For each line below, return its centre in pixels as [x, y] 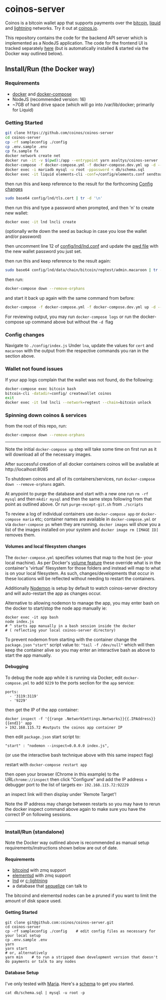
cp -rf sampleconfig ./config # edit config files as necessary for [80, 931]
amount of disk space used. [33, 901]
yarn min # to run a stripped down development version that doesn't [82, 957]
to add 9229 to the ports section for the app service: [83, 683]
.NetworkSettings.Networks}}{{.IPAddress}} [110, 719]
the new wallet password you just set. [43, 252]
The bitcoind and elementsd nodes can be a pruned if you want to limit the [81, 895]
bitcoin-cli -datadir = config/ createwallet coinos [58, 393]
